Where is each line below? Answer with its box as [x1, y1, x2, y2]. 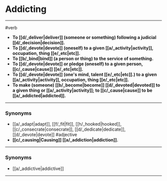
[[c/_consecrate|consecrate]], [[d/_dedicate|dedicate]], [12, 126, 126, 133]
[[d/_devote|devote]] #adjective [12, 132, 78, 138]
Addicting [5, 3, 47, 15]
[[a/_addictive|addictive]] [12, 166, 64, 172]
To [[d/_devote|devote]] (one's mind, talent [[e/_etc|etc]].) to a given [12, 71, 157, 77]
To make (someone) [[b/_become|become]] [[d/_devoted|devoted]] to [12, 82, 161, 88]
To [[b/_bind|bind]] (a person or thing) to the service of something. [12, 55, 154, 61]
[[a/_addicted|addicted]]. [12, 92, 66, 98]
